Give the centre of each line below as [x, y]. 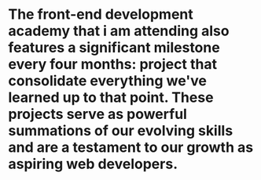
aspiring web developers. [93, 164]
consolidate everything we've [107, 81]
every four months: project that [113, 65]
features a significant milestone [114, 48]
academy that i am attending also [119, 31]
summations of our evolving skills [121, 131]
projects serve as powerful [97, 114]
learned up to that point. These [111, 97]
